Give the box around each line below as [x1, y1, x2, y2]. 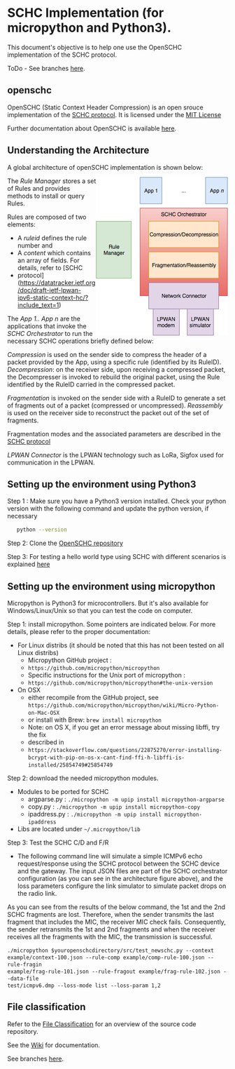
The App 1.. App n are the [7, 314, 80, 323]
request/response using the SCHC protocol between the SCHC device [17, 859, 220, 868]
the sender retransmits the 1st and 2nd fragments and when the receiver [7, 925, 216, 934]
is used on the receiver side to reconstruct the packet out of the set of [7, 408, 210, 417]
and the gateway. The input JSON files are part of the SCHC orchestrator [17, 867, 228, 875]
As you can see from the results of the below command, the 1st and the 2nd [7, 903, 226, 911]
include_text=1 [17, 300, 59, 309]
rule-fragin [7, 961, 42, 969]
